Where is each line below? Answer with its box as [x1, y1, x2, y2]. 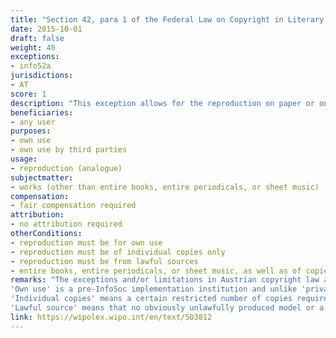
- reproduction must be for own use [10, 237, 163, 248]
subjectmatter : [10, 172, 74, 183]
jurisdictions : [10, 71, 74, 81]
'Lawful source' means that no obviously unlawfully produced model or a [10, 303, 325, 313]
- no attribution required [10, 219, 123, 230]
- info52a [10, 61, 52, 71]
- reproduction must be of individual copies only [10, 247, 226, 257]
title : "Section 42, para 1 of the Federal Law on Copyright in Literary [10, 14, 325, 25]
